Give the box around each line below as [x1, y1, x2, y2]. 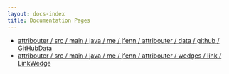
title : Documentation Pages [7, 17, 91, 24]
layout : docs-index [7, 10, 65, 18]
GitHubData [17, 44, 52, 52]
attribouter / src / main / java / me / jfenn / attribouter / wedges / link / [17, 51, 222, 60]
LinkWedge [17, 58, 51, 67]
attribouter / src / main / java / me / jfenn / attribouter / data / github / [17, 36, 220, 44]
